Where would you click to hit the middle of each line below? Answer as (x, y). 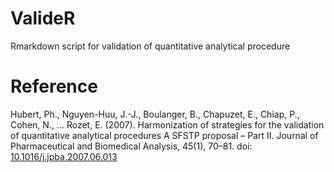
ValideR (43, 18)
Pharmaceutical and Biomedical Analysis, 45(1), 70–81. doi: (131, 146)
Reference (54, 86)
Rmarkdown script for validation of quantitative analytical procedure (150, 46)
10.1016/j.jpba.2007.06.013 (64, 156)
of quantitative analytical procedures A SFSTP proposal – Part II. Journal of (164, 135)
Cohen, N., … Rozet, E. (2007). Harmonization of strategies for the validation (167, 124)
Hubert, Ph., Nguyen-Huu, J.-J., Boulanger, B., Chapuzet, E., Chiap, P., (155, 114)
